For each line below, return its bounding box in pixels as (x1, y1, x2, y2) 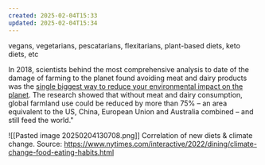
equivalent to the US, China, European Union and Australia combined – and (8, 106, 254, 116)
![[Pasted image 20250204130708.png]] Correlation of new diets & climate (8, 130, 253, 140)
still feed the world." (8, 115, 74, 125)
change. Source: (8, 139, 63, 148)
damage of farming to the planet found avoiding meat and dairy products (8, 73, 247, 82)
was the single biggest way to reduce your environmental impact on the (8, 81, 244, 91)
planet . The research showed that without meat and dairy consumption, (8, 90, 243, 99)
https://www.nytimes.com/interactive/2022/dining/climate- (63, 139, 257, 148)
